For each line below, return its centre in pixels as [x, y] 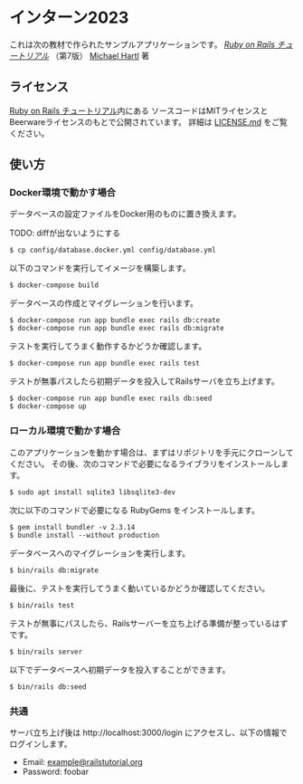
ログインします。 [41, 744]
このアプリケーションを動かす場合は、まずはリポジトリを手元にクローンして [151, 452]
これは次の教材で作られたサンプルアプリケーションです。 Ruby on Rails [142, 44]
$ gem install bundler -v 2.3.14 [72, 527]
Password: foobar [55, 772]
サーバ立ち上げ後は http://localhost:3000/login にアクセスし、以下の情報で [148, 732]
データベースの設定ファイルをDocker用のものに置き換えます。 [125, 214]
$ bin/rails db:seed [48, 687]
